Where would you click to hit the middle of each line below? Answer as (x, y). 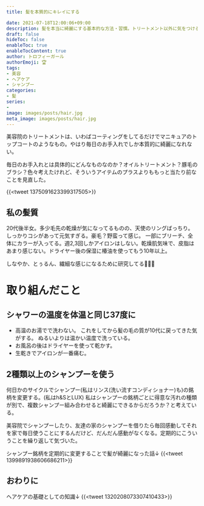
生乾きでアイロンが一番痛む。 (52, 353)
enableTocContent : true (36, 51)
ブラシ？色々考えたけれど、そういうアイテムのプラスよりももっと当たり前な (102, 172)
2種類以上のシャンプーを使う (61, 374)
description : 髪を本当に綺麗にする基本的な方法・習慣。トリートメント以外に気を (96, 28)
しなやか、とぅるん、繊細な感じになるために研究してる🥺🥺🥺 (80, 264)
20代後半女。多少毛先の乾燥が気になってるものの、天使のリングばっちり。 (100, 228)
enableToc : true (27, 45)
